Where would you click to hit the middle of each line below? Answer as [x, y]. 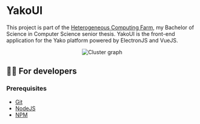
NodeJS [25, 108]
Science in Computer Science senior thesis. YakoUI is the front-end [91, 33]
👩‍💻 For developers [42, 71]
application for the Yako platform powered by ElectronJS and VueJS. [92, 40]
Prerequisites [26, 89]
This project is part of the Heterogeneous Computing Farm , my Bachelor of [100, 27]
